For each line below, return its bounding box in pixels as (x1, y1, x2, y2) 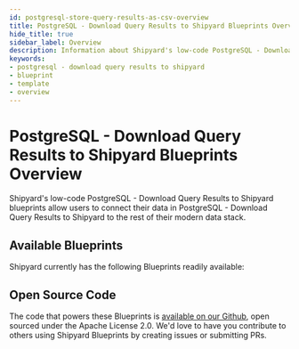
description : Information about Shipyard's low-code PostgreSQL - (9, 46, 261, 55)
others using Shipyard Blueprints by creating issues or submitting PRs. (9, 330, 267, 341)
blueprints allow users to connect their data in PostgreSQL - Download (9, 202, 269, 214)
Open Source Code (9, 287, 117, 303)
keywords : (9, 54, 46, 63)
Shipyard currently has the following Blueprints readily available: (9, 262, 245, 272)
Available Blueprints (9, 238, 123, 253)
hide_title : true (9, 29, 74, 38)
